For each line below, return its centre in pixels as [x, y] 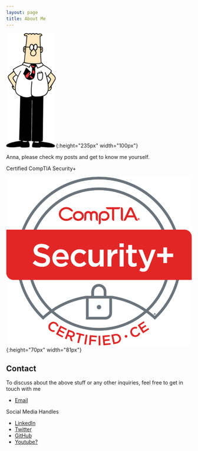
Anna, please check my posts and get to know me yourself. [78, 157]
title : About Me [26, 19]
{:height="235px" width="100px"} [97, 145]
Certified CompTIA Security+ [41, 168]
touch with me [24, 389]
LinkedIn [25, 423]
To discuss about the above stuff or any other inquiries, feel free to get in [95, 383]
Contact [21, 368]
